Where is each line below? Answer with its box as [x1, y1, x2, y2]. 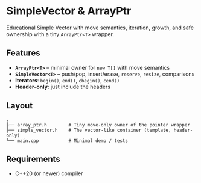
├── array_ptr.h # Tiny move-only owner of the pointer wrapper [6, 122, 190, 128]
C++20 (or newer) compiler [14, 170, 83, 177]
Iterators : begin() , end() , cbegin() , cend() [14, 76, 120, 84]
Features [6, 48, 40, 58]
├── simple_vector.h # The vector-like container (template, [6, 127, 171, 133]
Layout [6, 101, 33, 111]
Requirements [6, 154, 60, 164]
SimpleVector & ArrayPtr [6, 4, 132, 18]
